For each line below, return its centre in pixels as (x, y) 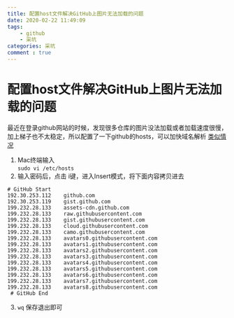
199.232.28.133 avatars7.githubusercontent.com (82, 281)
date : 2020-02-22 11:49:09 (46, 20)
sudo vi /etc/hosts (46, 168)
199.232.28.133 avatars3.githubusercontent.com (82, 256)
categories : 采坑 (31, 46)
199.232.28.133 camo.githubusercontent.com (76, 232)
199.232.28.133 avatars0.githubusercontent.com (82, 238)
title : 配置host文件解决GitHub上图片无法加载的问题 (75, 14)
